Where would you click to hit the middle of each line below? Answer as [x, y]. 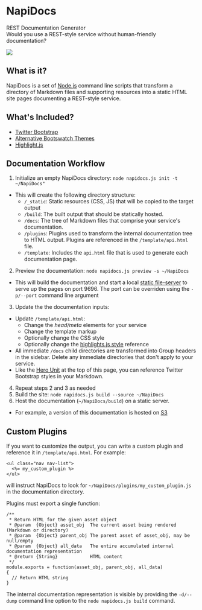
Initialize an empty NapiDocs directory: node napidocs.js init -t [96, 178]
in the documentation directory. [45, 492]
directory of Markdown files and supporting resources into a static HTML [97, 92]
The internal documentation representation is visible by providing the [92, 594]
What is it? [27, 71]
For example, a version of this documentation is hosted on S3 [91, 413]
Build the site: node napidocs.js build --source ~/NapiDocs [89, 395]
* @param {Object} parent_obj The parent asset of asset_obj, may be [99, 536]
